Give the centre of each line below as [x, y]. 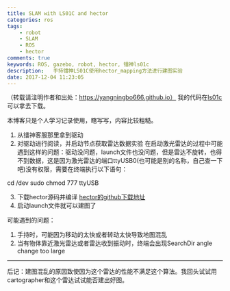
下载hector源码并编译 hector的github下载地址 [81, 197]
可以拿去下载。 [28, 106]
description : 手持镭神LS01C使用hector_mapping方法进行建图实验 [95, 71]
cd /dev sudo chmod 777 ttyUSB [53, 183]
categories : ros [30, 20]
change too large [41, 251]
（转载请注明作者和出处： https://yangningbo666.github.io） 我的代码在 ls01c [115, 97]
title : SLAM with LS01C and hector [58, 13]
